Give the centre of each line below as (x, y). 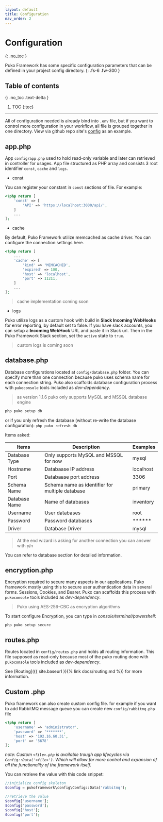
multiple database (65, 491)
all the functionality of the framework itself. (48, 765)
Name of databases (67, 502)
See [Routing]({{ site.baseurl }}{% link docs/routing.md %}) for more (73, 671)
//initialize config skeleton (36, 783)
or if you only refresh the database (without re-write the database (71, 420)
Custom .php (25, 692)
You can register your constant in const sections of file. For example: (74, 187)
